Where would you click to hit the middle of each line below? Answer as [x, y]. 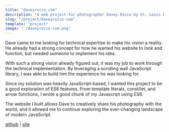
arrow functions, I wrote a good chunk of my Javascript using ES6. [74, 94]
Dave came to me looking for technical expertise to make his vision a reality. [84, 43]
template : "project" [27, 24]
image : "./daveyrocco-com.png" [38, 29]
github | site [18, 124]
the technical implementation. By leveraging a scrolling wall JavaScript [78, 69]
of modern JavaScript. [28, 115]
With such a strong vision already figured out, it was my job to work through [84, 63]
